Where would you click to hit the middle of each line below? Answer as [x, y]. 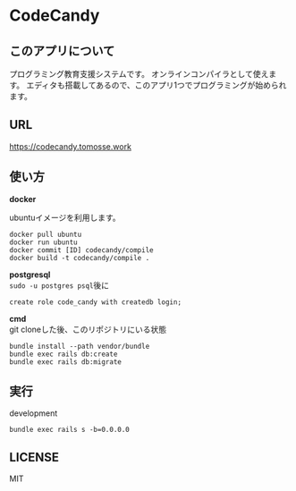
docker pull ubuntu [46, 234]
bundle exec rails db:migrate [66, 362]
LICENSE [34, 457]
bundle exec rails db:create [63, 354]
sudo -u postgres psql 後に [59, 285]
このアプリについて [62, 51]
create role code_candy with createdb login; [95, 302]
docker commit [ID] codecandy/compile [81, 250]
